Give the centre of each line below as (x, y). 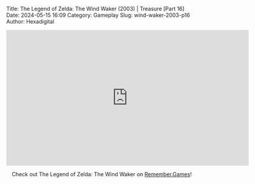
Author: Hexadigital (30, 21)
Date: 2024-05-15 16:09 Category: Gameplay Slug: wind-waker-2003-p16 (98, 15)
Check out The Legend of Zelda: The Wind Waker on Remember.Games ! (102, 174)
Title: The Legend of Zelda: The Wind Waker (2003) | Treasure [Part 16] (95, 9)
